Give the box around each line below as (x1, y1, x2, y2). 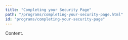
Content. (5, 30, 24, 36)
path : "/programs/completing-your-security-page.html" (5, 12, 123, 17)
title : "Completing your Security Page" (5, 7, 92, 12)
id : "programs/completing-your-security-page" (5, 16, 105, 21)
